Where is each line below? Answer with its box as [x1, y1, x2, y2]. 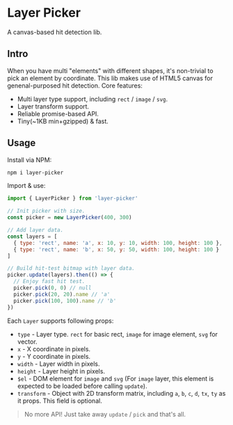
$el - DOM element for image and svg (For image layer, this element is [17, 374, 214, 383]
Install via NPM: [7, 155, 52, 164]
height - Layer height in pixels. [17, 367, 106, 375]
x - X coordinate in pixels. [17, 344, 91, 353]
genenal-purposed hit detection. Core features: [7, 81, 143, 90]
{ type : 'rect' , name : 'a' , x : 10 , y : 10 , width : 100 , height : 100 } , [13, 239, 223, 246]
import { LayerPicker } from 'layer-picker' [7, 195, 138, 202]
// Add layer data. [7, 227, 64, 234]
